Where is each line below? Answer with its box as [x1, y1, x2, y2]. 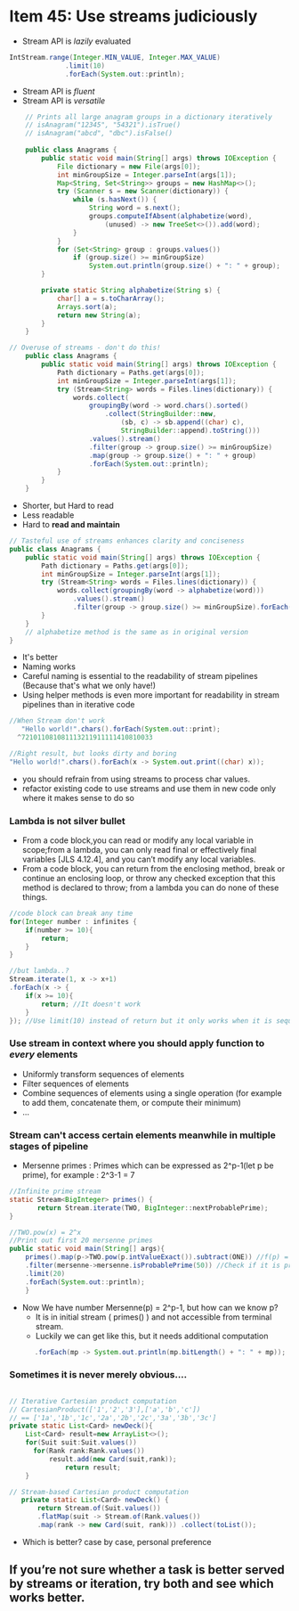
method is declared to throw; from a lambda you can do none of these [21, 882, 279, 893]
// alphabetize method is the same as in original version [25, 627, 249, 636]
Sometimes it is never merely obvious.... [9, 1369, 188, 1381]
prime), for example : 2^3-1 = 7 [21, 1170, 135, 1181]
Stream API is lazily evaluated [21, 36, 132, 46]
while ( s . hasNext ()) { [72, 195, 158, 204]
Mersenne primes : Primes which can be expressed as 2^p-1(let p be [21, 1160, 274, 1171]
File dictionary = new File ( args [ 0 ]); [56, 162, 201, 171]
